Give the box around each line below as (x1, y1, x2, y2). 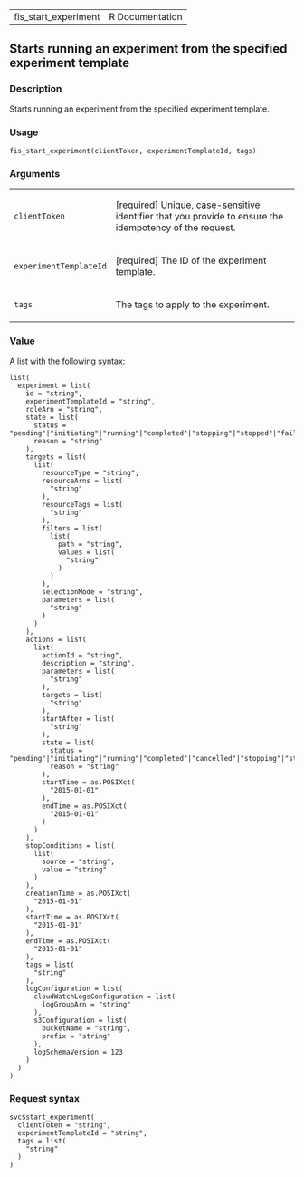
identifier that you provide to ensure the (115, 210, 284, 223)
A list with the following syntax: (9, 355, 126, 366)
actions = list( (25, 635, 88, 644)
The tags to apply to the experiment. (115, 298, 270, 311)
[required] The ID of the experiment (115, 254, 267, 267)
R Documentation (109, 11, 183, 23)
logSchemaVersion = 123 (33, 1047, 124, 1056)
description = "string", (42, 658, 136, 667)
